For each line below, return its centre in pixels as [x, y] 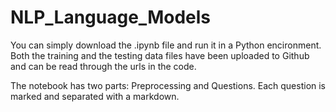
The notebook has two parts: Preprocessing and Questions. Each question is [168, 85]
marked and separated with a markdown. [95, 96]
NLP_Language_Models [110, 17]
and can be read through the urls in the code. [103, 66]
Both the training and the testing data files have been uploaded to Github [160, 55]
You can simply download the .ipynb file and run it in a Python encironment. [166, 45]
